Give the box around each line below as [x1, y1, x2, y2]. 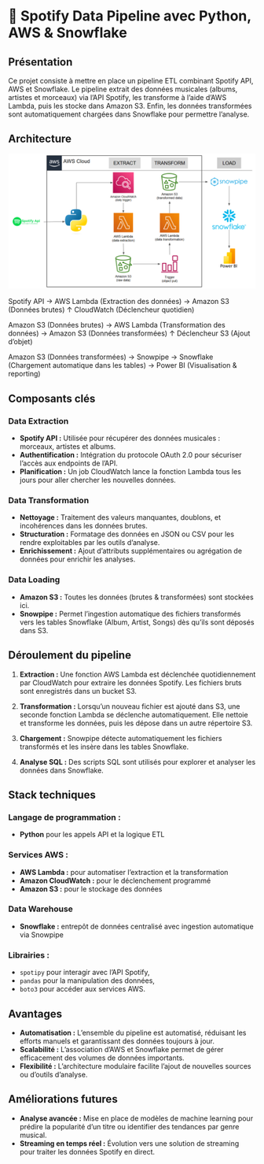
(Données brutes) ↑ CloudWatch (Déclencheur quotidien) [8, 305, 195, 314]
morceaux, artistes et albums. [19, 442, 116, 451]
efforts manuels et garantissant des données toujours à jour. [19, 1036, 214, 1046]
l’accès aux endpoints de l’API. [19, 458, 118, 468]
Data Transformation [8, 495, 90, 506]
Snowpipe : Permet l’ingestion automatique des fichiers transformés [19, 609, 241, 618]
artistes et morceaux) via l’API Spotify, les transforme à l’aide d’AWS [8, 93, 227, 102]
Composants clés [8, 391, 96, 405]
